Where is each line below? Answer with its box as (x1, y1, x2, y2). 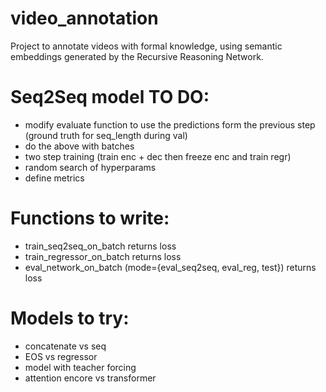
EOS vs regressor (24, 350, 98, 362)
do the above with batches (24, 140, 135, 152)
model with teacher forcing (24, 361, 137, 373)
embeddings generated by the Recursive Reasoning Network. (10, 50, 264, 62)
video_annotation (10, 7, 159, 30)
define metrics (24, 172, 85, 184)
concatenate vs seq (24, 340, 107, 352)
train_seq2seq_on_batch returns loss (24, 240, 177, 252)
